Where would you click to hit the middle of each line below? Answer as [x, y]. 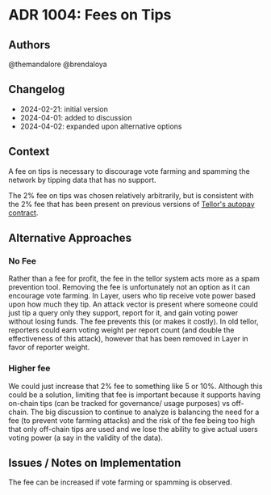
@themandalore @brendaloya [58, 64]
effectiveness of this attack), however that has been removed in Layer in [128, 339]
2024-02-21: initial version [64, 109]
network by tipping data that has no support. [82, 180]
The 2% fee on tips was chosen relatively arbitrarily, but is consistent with [131, 195]
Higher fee [29, 368]
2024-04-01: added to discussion [76, 117]
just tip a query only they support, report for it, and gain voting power [123, 313]
